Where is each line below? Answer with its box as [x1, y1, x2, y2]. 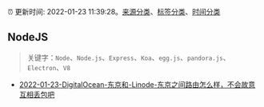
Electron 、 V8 [26, 62, 71, 72]
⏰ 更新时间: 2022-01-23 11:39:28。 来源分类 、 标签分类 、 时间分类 [7, 7, 221, 16]
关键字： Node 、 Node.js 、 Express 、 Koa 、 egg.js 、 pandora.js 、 [26, 53, 230, 62]
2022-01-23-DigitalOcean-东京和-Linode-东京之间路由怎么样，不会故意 [18, 79, 256, 89]
